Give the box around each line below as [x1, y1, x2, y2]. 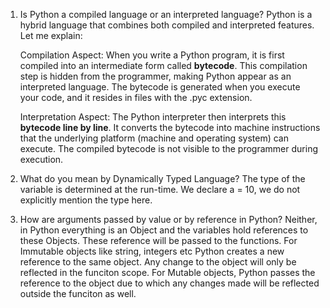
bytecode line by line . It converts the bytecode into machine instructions [19, 122, 321, 133]
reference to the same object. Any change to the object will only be [19, 256, 297, 268]
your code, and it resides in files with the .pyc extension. [19, 92, 253, 103]
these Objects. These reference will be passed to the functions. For [19, 235, 298, 246]
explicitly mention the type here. [19, 194, 153, 206]
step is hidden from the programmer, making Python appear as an [19, 70, 292, 82]
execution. [19, 154, 64, 165]
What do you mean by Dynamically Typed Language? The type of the [19, 173, 306, 184]
